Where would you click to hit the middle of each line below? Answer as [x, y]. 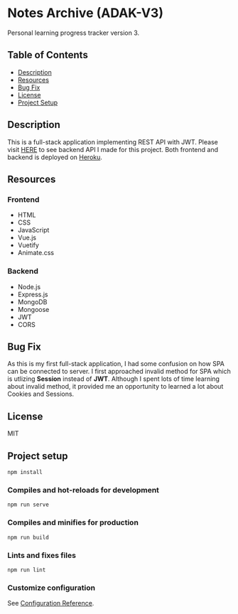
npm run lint [27, 570]
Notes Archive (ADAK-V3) [85, 13]
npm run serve [28, 505]
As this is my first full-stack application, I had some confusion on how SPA [116, 364]
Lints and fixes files [42, 555]
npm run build [28, 537]
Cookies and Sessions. [41, 394]
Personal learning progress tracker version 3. [74, 33]
